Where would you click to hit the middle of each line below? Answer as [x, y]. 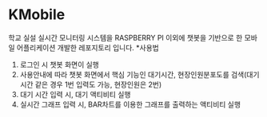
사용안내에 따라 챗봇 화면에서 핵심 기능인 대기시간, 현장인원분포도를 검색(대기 [139, 74]
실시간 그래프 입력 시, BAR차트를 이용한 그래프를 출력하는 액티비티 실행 [130, 104]
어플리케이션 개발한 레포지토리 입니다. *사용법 [88, 47]
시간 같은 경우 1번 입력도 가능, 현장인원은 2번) [91, 84]
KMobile [37, 15]
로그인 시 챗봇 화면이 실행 [60, 64]
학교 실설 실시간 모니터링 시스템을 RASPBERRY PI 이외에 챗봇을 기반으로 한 [126, 37]
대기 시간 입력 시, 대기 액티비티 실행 [75, 94]
